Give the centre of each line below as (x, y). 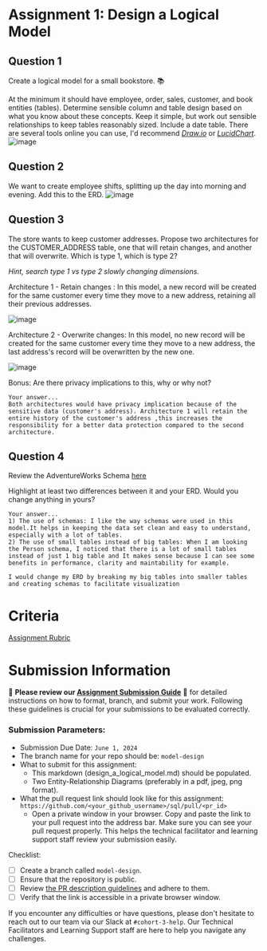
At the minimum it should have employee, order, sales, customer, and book (131, 99)
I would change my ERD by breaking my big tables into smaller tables (128, 577)
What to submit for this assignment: (78, 764)
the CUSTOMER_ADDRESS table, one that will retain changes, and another (130, 247)
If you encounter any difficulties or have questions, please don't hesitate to (131, 913)
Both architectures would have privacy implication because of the (123, 404)
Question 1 (35, 61)
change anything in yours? (52, 500)
